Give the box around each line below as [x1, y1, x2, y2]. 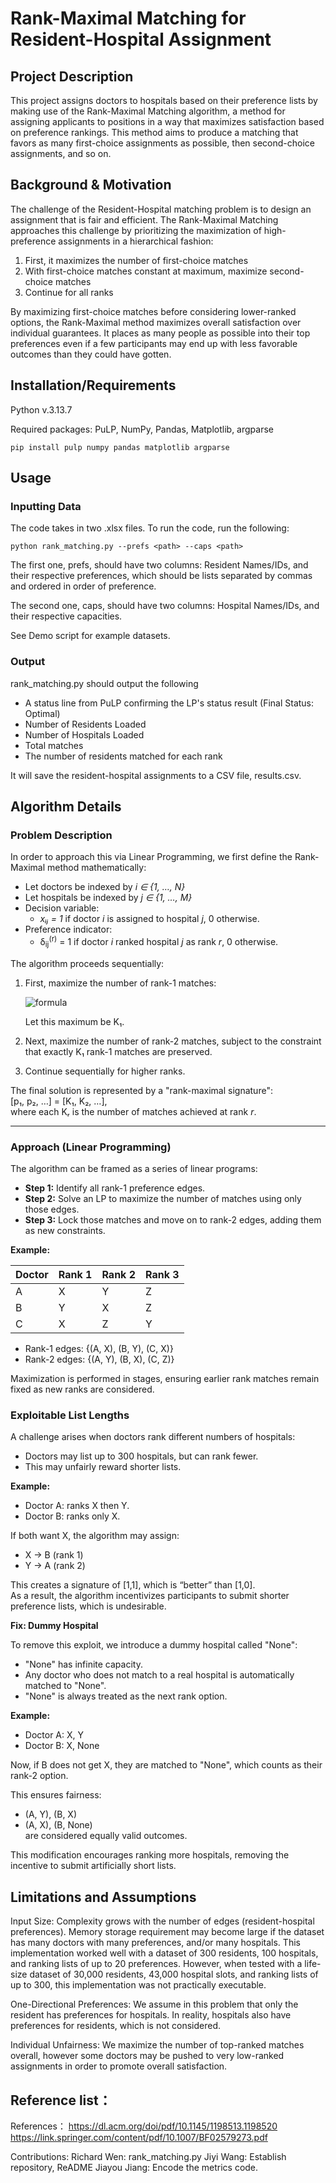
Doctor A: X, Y [24, 1729, 84, 1741]
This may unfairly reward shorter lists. [24, 1461, 182, 1473]
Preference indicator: [24, 923, 113, 936]
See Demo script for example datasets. [10, 630, 171, 642]
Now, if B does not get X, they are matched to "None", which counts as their [10, 1759, 323, 1771]
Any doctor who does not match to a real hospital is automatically [24, 1669, 295, 1681]
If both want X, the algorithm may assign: [10, 1530, 180, 1542]
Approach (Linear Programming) [10, 1140, 172, 1154]
